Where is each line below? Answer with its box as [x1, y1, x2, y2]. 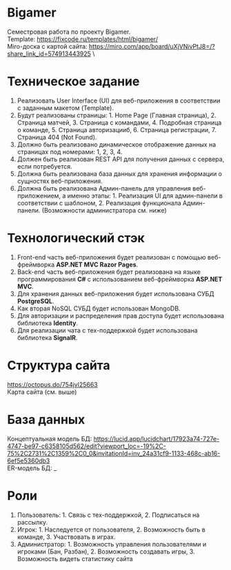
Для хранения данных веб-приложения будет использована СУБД [17, 289, 215, 297]
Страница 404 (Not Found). [17, 133, 97, 141]
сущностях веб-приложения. [17, 177, 103, 185]
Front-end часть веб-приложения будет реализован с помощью [17, 253, 206, 261]
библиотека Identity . [17, 319, 78, 327]
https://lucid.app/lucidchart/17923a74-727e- [93, 434, 220, 443]
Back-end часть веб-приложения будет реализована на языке [17, 267, 201, 276]
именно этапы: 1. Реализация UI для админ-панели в [67, 191, 223, 200]
